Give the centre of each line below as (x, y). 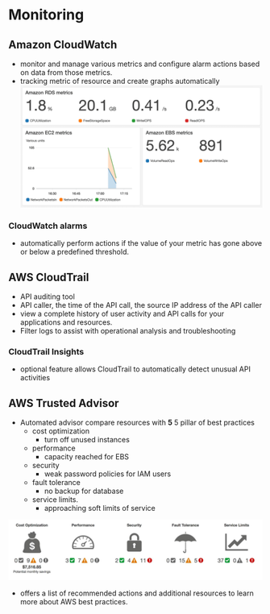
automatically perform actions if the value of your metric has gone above (141, 243)
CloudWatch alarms (48, 226)
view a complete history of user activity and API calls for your (122, 314)
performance (54, 448)
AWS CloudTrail (49, 277)
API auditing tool (47, 297)
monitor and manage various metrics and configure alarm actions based (140, 64)
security (46, 466)
